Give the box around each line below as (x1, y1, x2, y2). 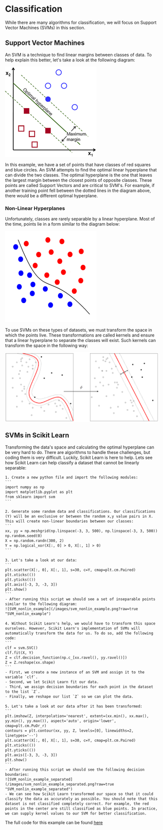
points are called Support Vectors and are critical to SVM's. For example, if (5, 182, 155, 188)
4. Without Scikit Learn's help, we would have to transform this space (5, 621, 156, 626)
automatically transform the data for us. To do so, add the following (5, 631, 153, 636)
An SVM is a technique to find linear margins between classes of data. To (5, 52, 152, 57)
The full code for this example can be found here (5, 819, 103, 825)
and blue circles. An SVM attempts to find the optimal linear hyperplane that (5, 167, 157, 172)
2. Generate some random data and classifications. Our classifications (5, 509, 156, 514)
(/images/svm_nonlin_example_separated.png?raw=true (5, 782, 114, 787)
